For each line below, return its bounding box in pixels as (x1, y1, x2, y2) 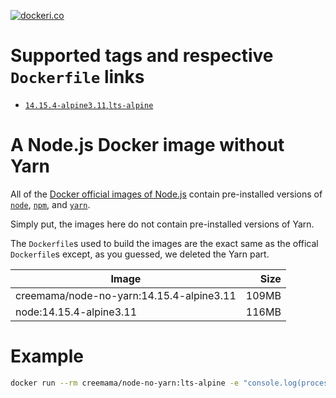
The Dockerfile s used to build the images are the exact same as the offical (10, 237, 319, 249)
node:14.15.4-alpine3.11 (15, 305, 138, 319)
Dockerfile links (10, 66, 145, 89)
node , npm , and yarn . (10, 198, 91, 210)
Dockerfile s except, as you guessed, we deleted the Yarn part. (10, 248, 270, 260)
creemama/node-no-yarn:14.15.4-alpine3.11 (15, 288, 237, 302)
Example (10, 345, 84, 368)
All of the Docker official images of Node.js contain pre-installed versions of (10, 188, 323, 200)
